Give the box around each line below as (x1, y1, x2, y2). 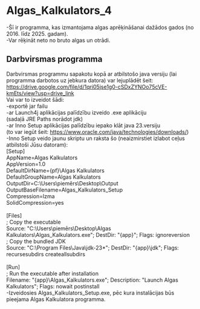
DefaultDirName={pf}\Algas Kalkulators (6, 167, 105, 174)
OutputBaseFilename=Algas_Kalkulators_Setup (6, 186, 123, 193)
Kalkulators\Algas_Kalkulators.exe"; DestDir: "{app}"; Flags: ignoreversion (6, 231, 190, 238)
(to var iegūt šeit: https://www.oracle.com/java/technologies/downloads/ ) (6, 128, 189, 135)
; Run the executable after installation (6, 270, 99, 277)
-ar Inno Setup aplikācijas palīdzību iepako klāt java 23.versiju (6, 122, 161, 129)
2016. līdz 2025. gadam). (6, 30, 68, 37)
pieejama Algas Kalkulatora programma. (6, 295, 106, 303)
